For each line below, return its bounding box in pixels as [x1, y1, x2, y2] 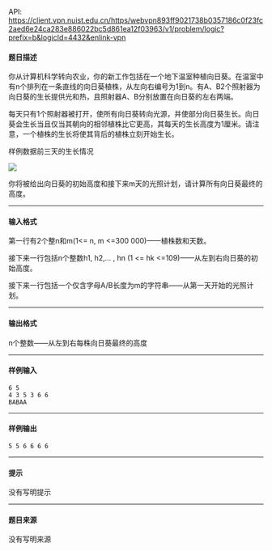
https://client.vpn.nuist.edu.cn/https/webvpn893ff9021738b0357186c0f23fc [8, 15, 264, 25]
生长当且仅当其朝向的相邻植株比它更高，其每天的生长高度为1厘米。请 [22, 119, 253, 129]
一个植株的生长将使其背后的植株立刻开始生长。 [22, 129, 179, 139]
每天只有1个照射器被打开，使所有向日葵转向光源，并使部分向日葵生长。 [8, 109, 245, 119]
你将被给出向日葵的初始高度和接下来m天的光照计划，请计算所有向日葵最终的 [8, 179, 263, 189]
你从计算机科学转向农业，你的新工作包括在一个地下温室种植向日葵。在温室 [8, 72, 257, 82]
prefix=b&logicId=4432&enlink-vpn [8, 32, 126, 42]
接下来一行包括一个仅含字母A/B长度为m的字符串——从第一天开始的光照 [8, 281, 247, 290]
